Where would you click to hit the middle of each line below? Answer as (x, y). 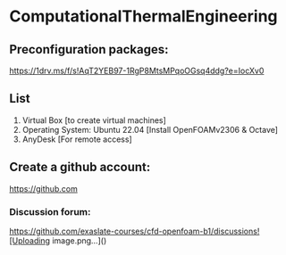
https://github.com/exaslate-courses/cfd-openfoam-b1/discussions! (135, 231)
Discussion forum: (50, 211)
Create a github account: (80, 167)
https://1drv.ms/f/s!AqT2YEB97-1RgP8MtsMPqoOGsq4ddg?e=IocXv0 (137, 70)
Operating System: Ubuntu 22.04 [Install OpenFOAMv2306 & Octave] (150, 129)
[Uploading (30, 240)
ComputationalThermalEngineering (144, 16)
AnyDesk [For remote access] (77, 139)
